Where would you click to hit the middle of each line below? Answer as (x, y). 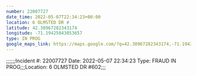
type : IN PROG (23, 39)
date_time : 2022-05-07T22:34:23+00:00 (53, 17)
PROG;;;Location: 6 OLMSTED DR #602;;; (56, 67)
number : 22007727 (27, 11)
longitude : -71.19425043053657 (44, 33)
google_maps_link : (28, 44)
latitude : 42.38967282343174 (42, 28)
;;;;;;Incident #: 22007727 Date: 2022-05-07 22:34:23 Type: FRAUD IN (91, 61)
